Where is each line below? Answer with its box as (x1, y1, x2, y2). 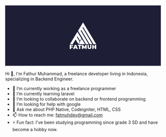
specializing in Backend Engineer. (5, 76, 74, 82)
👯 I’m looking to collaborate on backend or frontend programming (12, 96, 146, 102)
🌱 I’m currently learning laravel (12, 91, 75, 97)
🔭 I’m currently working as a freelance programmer (12, 85, 117, 91)
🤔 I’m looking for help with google (12, 101, 81, 107)
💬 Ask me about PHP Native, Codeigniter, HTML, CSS (12, 106, 121, 112)
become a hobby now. (12, 126, 58, 132)
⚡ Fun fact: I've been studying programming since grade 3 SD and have (12, 119, 158, 125)
